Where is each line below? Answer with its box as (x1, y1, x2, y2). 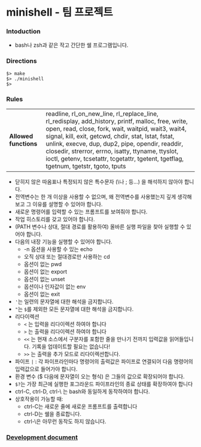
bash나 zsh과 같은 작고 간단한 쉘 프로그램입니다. (14, 41, 129, 49)
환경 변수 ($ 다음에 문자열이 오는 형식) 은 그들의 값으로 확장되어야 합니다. (14, 373, 185, 380)
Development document (6, 433, 78, 441)
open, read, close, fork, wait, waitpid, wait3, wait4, (45, 125, 187, 133)
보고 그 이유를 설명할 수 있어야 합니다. (14, 201, 103, 208)
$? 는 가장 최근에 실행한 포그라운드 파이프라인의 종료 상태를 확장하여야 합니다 (14, 380, 193, 388)
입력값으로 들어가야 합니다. (14, 366, 78, 373)
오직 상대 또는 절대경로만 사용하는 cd (23, 253, 111, 261)
